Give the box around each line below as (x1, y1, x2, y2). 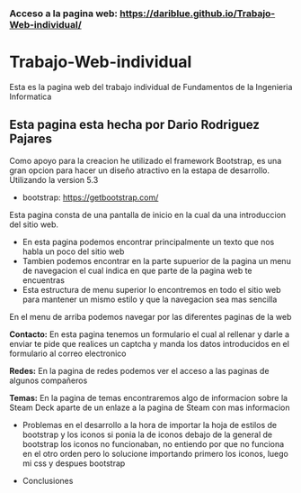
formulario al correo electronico (9, 348, 127, 359)
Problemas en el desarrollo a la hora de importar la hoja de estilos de (22, 419, 277, 430)
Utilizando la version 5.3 (9, 174, 99, 185)
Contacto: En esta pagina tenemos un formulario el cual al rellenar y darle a (9, 328, 290, 340)
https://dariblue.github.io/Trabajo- (120, 7, 276, 20)
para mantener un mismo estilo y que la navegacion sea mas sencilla (22, 294, 278, 305)
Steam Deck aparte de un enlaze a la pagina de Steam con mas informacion (9, 402, 290, 413)
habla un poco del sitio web (22, 246, 125, 257)
